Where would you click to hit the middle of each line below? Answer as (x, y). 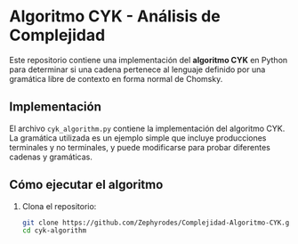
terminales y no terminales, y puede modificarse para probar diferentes (140, 147)
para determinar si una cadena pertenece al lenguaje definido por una (137, 69)
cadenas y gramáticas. (51, 157)
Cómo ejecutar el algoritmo (86, 185)
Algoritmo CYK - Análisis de (115, 16)
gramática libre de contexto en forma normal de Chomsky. (116, 78)
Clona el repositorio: (59, 206)
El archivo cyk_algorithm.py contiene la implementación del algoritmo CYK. (147, 128)
